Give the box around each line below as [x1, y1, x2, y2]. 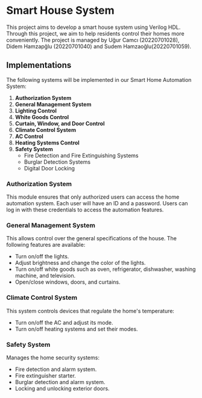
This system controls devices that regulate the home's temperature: [6, 307, 175, 314]
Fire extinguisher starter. [14, 372, 77, 379]
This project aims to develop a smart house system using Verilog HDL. [6, 23, 181, 31]
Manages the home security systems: [6, 353, 99, 361]
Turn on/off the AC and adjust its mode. [14, 319, 113, 326]
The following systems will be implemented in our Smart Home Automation [6, 76, 192, 83]
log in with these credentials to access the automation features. [6, 206, 164, 214]
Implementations [6, 60, 72, 70]
